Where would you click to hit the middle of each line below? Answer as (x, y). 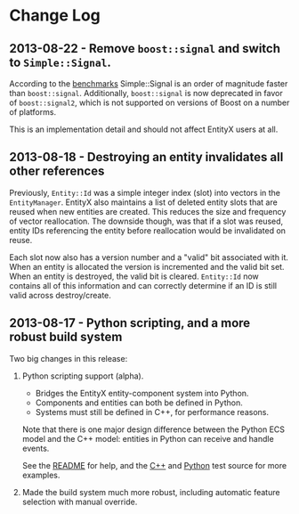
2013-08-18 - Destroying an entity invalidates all (146, 157)
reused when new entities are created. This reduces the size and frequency (148, 211)
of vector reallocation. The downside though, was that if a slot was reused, (146, 221)
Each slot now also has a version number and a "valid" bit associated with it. (149, 257)
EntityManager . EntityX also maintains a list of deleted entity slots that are (143, 202)
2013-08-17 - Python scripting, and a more (130, 323)
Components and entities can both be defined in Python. (139, 403)
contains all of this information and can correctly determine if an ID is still (143, 285)
